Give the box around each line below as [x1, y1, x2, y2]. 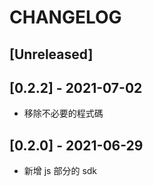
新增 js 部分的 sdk [23, 165, 98, 177]
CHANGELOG [9, 6, 122, 29]
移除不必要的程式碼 [23, 107, 104, 120]
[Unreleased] [9, 46, 94, 63]
